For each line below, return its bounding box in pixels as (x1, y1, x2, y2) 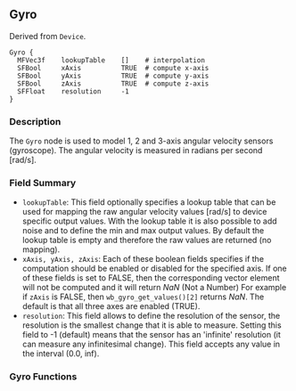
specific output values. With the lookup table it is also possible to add (21, 216, 278, 226)
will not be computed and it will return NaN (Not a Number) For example (21, 282, 287, 293)
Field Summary (9, 177, 77, 190)
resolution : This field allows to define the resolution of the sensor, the (21, 311, 281, 322)
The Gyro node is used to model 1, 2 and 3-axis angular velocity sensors (9, 135, 274, 146)
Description (9, 115, 62, 127)
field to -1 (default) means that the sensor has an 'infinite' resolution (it (21, 330, 281, 340)
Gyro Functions (9, 371, 78, 383)
